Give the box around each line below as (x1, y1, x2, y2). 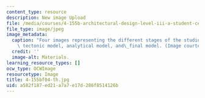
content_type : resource (6, 9, 67, 15)
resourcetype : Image (6, 71, 59, 77)
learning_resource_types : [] (6, 60, 81, 66)
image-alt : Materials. (12, 54, 70, 60)
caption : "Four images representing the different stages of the (12, 37, 182, 43)
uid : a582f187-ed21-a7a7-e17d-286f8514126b (6, 83, 119, 89)
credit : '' (12, 49, 40, 55)
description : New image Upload (6, 15, 86, 21)
